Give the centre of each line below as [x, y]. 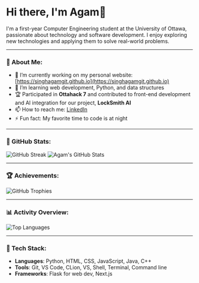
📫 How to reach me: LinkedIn [51, 110]
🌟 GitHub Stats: [29, 142]
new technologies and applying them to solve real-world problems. [88, 41]
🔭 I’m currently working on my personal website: [74, 75]
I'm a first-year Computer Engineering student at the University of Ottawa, [97, 28]
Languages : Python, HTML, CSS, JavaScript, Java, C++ [83, 261]
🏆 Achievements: [33, 176]
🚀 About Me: [24, 62]
